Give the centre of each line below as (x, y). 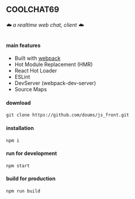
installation (20, 128)
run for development (32, 153)
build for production (31, 179)
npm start (18, 166)
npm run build (23, 191)
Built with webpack (37, 59)
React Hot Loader (36, 71)
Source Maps (31, 90)
